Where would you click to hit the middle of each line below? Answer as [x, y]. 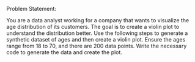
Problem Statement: [31, 9]
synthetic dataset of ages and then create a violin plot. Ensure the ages [96, 39]
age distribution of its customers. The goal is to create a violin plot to [93, 27]
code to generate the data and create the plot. [64, 52]
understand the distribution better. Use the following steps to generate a [97, 33]
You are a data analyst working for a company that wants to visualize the [98, 20]
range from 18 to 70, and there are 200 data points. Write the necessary [97, 46]
